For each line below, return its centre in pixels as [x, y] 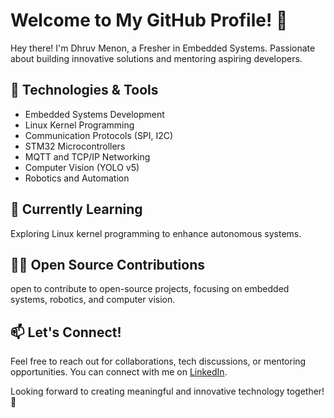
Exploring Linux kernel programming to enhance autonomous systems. [156, 233]
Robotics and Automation [77, 178]
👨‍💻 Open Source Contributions [108, 264]
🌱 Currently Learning [76, 209]
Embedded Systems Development [94, 114]
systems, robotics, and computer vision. [93, 300]
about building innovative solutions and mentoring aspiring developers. [156, 58]
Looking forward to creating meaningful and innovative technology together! [167, 391]
